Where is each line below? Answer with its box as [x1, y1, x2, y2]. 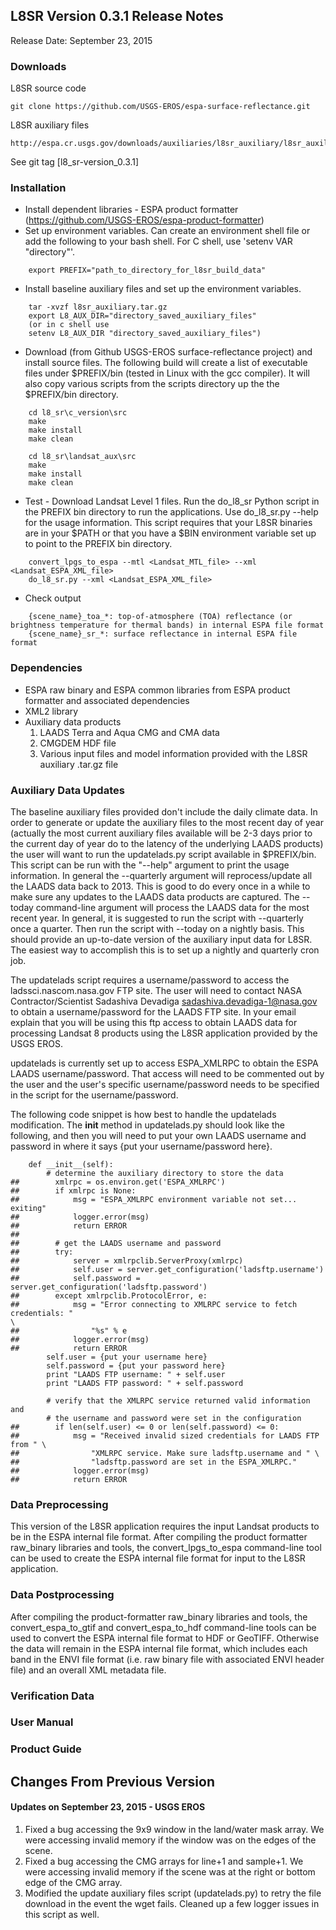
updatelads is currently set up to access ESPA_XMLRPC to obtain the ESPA [10, 1057, 319, 1069]
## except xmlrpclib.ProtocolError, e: [10, 1291, 208, 1301]
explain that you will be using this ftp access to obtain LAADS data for [10, 1017, 298, 1028]
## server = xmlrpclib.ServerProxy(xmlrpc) [10, 1256, 244, 1266]
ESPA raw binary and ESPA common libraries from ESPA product [24, 684, 291, 696]
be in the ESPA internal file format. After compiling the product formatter [10, 1531, 308, 1543]
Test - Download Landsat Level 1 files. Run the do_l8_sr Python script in [24, 495, 320, 508]
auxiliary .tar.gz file [39, 758, 119, 770]
